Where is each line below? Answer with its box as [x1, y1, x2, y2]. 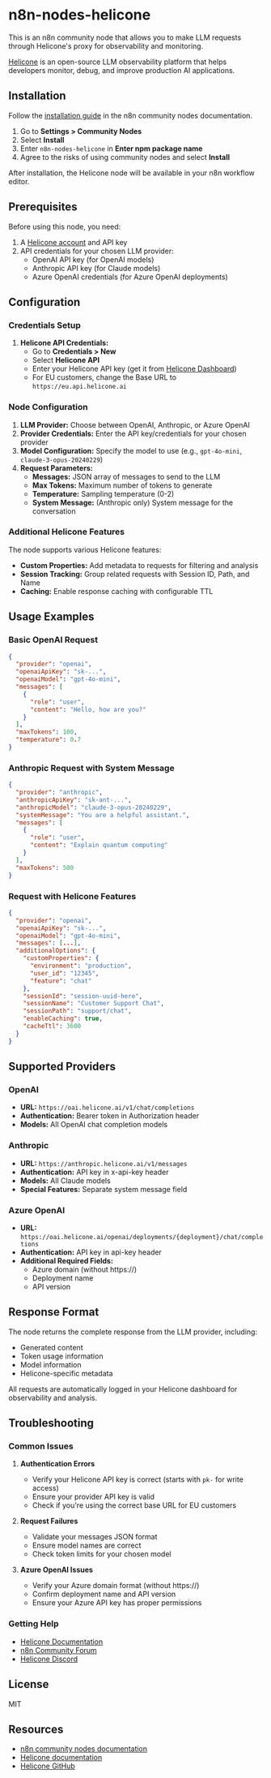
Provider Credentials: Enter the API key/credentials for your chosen [19, 428, 247, 438]
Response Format [8, 1305, 100, 1320]
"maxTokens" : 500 [15, 863, 74, 872]
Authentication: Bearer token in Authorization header [19, 1111, 200, 1121]
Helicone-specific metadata [19, 1368, 113, 1378]
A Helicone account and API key [19, 237, 128, 247]
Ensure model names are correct [32, 1540, 142, 1551]
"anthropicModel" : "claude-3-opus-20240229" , [15, 803, 172, 812]
